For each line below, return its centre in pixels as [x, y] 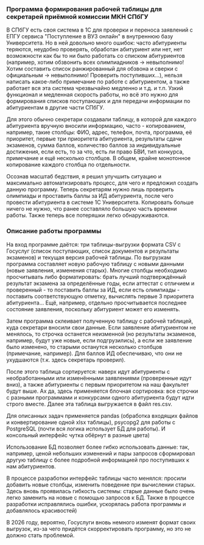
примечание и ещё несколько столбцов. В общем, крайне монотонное [98, 158]
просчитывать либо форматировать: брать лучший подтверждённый [96, 276]
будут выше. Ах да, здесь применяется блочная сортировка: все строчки [102, 391]
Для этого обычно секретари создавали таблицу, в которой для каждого [101, 119]
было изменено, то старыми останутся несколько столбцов [84, 346]
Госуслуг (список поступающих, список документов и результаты [93, 251]
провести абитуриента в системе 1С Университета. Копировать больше [100, 202]
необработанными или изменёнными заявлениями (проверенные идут [99, 378]
